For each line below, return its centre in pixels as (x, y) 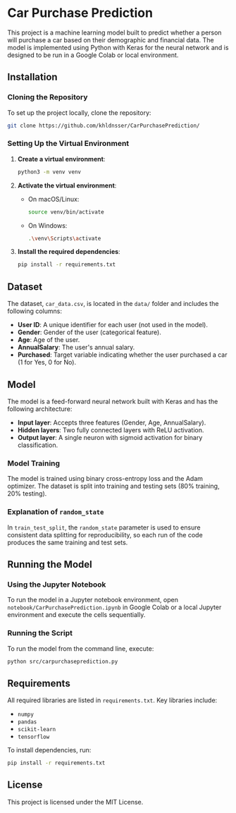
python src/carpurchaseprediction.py (63, 661)
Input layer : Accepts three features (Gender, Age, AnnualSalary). (112, 422)
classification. (38, 445)
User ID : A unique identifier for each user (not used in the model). (112, 325)
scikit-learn (37, 730)
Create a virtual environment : (61, 159)
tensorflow (33, 737)
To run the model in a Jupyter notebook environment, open (93, 600)
